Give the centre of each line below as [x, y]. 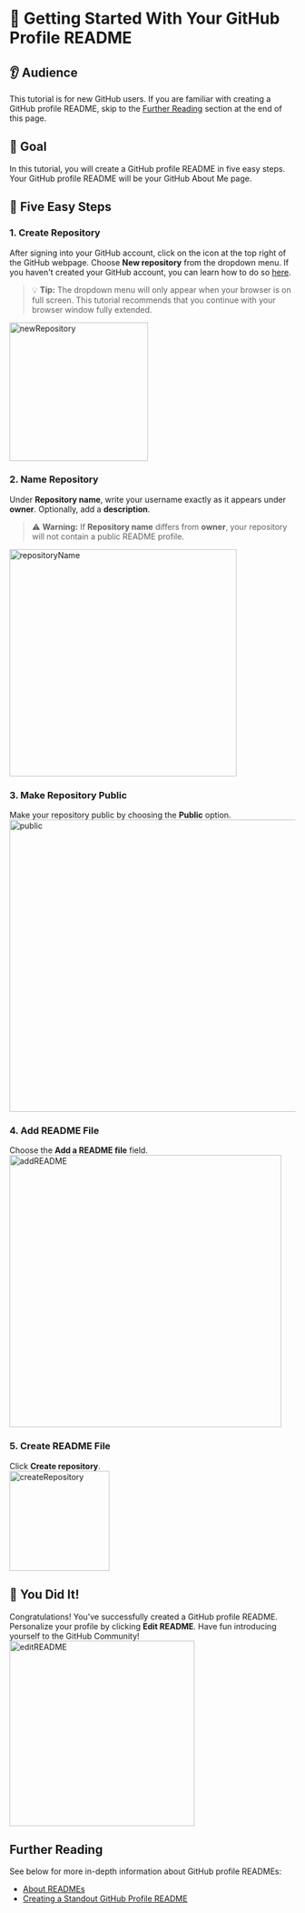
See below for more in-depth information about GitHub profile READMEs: [146, 1871]
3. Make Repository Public [68, 795]
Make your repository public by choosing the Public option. [120, 815]
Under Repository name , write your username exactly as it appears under [148, 499]
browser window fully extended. [92, 309]
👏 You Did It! [44, 1595]
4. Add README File [54, 1131]
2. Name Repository [54, 479]
